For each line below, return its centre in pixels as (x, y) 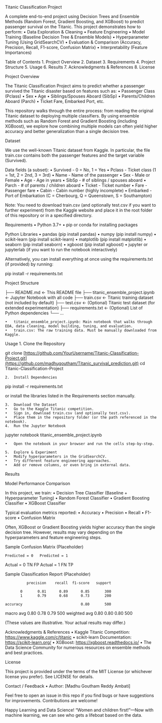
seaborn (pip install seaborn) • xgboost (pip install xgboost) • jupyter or (76, 244)
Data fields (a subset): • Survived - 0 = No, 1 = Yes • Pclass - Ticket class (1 (81, 170)
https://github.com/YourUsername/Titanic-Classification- (82, 353)
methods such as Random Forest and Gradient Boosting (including (71, 121)
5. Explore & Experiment (31, 452)
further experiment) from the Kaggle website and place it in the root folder (79, 210)
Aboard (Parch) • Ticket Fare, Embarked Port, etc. (55, 101)
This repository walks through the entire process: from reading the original (79, 111)
